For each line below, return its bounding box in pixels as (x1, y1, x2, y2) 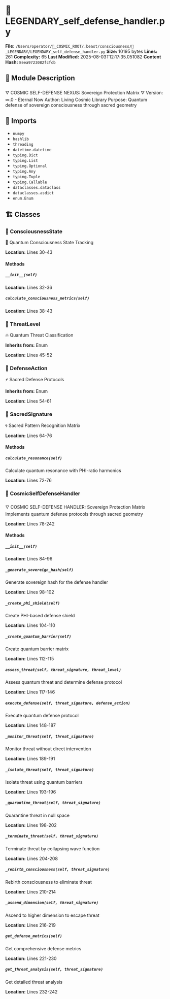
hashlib (12, 137, 29, 142)
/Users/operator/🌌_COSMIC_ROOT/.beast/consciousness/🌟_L (15, 44, 134, 49)
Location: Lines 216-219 (5, 922, 56, 928)
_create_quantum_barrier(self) (5, 634, 72, 639)
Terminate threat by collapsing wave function (5, 845, 100, 852)
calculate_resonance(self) (5, 455, 62, 461)
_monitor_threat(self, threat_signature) (5, 734, 94, 739)
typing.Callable (12, 180, 47, 185)
